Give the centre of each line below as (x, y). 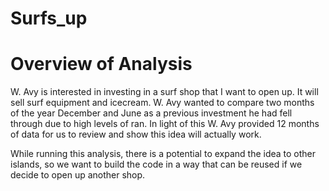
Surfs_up (49, 18)
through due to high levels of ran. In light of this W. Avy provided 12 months (165, 124)
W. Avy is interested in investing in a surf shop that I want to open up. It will (164, 92)
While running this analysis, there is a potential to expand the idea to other (163, 154)
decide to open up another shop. (78, 175)
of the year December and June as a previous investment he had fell (151, 113)
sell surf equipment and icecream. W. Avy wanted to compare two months (162, 103)
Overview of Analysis (101, 64)
